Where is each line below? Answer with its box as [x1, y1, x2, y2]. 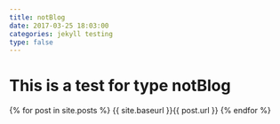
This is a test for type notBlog [9, 76, 231, 96]
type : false [9, 37, 53, 47]
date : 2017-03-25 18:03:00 [9, 21, 109, 30]
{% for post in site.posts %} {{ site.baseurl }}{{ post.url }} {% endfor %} [9, 105, 271, 116]
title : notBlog [9, 12, 66, 22]
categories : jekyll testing [9, 29, 114, 38]
